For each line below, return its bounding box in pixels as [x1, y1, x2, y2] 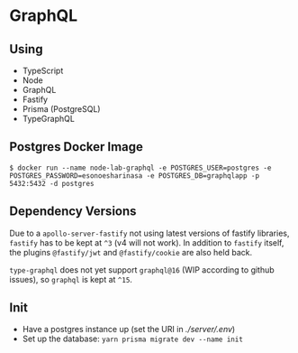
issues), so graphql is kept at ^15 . [9, 274, 133, 284]
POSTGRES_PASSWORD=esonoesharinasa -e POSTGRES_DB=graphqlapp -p [9, 171, 259, 181]
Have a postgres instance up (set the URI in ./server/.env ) [22, 324, 236, 335]
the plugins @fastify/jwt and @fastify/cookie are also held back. [9, 246, 253, 257]
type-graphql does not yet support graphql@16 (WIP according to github [9, 264, 275, 275]
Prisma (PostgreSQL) [22, 104, 101, 114]
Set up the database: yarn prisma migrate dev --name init [22, 333, 243, 344]
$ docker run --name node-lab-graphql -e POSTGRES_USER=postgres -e [9, 163, 272, 172]
